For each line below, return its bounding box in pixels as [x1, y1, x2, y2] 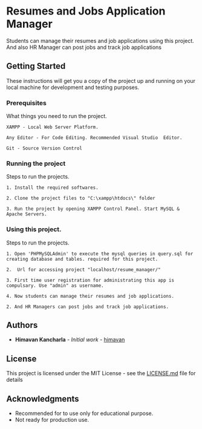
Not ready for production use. [15, 416, 90, 424]
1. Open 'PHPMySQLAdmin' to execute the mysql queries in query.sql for [6, 251, 194, 257]
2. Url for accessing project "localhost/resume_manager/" [6, 266, 161, 273]
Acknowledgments [6, 393, 80, 404]
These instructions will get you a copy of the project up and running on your [6, 77, 195, 84]
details [6, 376, 23, 384]
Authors [6, 320, 38, 330]
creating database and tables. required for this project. [6, 256, 158, 262]
